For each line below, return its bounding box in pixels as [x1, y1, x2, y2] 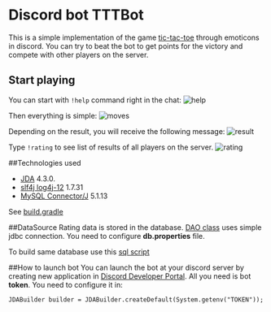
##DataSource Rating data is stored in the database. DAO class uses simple [8, 222, 262, 232]
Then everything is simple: [8, 110, 98, 120]
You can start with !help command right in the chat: [8, 95, 181, 105]
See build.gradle [8, 206, 63, 216]
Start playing [8, 73, 76, 87]
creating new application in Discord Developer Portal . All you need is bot [8, 271, 251, 281]
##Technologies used [8, 158, 81, 167]
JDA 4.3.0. [20, 173, 55, 184]
